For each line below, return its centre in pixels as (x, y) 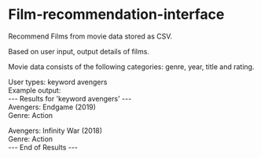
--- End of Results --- (43, 147)
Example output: (35, 90)
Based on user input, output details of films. (79, 51)
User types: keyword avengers (58, 82)
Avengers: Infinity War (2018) (55, 130)
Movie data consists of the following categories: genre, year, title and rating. (131, 66)
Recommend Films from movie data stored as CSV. (90, 36)
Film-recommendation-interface (116, 15)
